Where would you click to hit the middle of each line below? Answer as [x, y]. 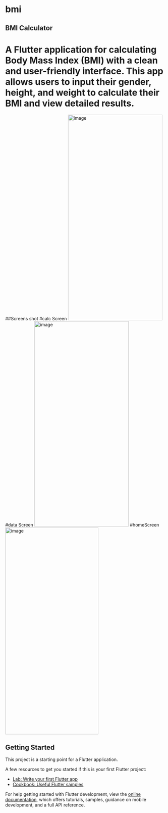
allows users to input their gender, [78, 82]
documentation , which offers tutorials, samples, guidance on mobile [76, 800]
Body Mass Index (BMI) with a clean [81, 60]
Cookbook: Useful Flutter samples [48, 785]
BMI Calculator [29, 28]
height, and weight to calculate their [82, 92]
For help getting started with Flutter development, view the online [73, 794]
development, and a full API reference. [45, 805]
